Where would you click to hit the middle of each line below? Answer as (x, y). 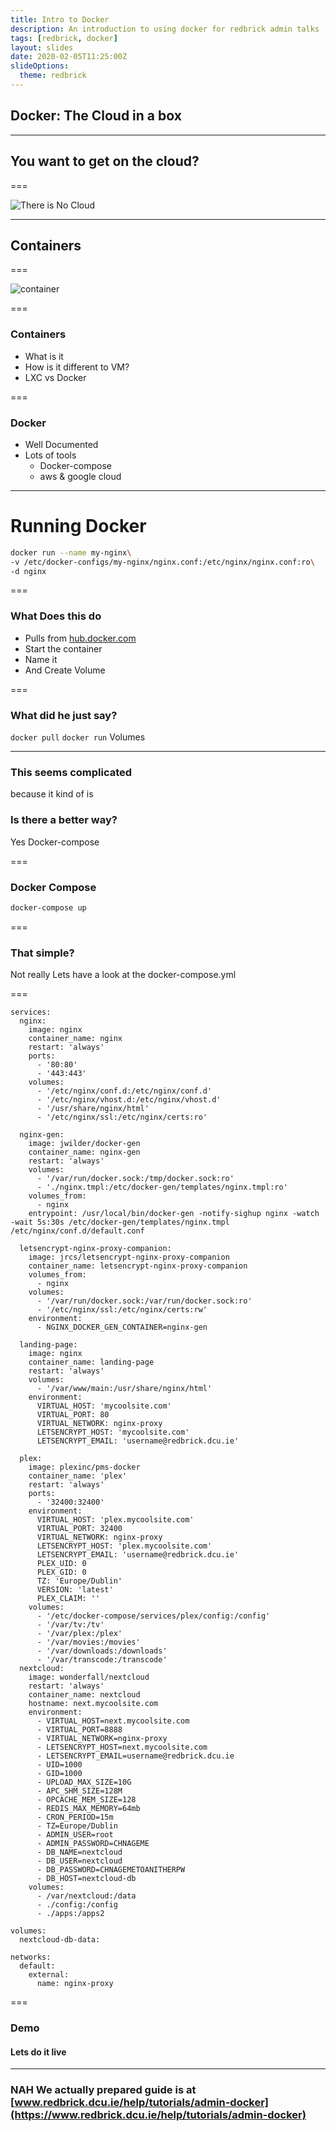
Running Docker (78, 526)
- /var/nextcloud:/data (86, 1896)
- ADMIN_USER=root (75, 1835)
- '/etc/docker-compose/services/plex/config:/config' (153, 1616)
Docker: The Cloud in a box (96, 116)
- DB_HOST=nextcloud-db (86, 1879)
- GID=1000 (59, 1774)
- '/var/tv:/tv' (70, 1625)
